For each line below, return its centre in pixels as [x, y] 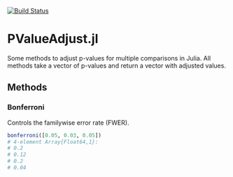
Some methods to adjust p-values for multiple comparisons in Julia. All [109, 58]
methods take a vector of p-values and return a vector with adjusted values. [116, 66]
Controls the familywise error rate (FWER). [68, 123]
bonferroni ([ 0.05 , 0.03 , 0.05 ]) [54, 135]
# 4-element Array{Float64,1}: [53, 142]
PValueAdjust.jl [53, 39]
